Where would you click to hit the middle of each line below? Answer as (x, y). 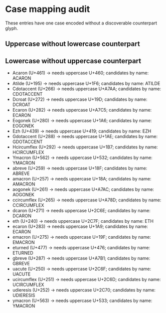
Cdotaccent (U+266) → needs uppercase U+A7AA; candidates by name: (86, 89)
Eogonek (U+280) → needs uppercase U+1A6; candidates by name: (82, 121)
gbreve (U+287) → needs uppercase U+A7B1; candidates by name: (81, 258)
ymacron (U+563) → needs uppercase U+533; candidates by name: (82, 301)
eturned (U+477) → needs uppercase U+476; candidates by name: (81, 248)
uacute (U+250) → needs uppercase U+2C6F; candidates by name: (82, 269)
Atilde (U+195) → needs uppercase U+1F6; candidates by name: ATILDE (86, 84)
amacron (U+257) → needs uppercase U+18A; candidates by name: (82, 179)
